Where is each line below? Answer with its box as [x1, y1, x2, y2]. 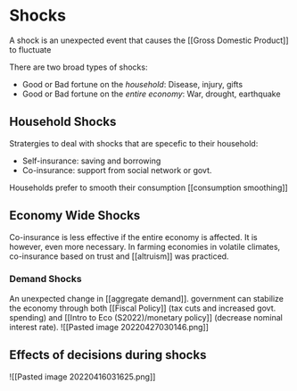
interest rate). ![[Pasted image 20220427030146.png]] [9, 321, 210, 332]
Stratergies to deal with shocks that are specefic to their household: [9, 137, 259, 148]
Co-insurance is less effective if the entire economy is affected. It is [9, 231, 258, 242]
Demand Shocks [9, 273, 82, 286]
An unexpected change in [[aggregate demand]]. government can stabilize [9, 293, 284, 304]
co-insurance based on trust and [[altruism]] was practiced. [9, 251, 229, 262]
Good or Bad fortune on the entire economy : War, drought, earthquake [21, 88, 281, 99]
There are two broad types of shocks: [9, 62, 148, 72]
